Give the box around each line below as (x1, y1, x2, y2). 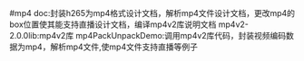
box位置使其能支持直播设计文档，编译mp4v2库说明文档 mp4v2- (9, 19, 250, 30)
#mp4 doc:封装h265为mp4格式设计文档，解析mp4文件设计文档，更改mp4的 (9, 8, 296, 18)
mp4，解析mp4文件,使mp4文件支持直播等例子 (25, 41, 198, 52)
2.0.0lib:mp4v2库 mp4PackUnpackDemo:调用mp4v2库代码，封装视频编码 (9, 30, 287, 40)
